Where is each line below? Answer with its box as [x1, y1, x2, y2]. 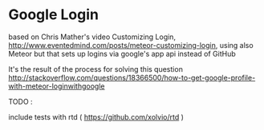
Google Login [8, 6, 99, 24]
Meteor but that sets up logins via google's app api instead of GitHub [8, 49, 237, 58]
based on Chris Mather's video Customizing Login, [8, 32, 177, 41]
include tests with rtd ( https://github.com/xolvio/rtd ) [8, 112, 185, 121]
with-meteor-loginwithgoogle [8, 81, 105, 91]
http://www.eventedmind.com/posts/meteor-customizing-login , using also [8, 40, 254, 49]
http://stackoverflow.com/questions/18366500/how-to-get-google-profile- [8, 73, 256, 82]
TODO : [8, 97, 34, 106]
